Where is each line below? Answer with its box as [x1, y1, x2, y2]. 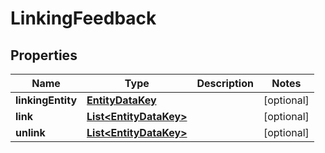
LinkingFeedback [10, 7, 157, 30]
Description [196, 77, 254, 90]
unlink [15, 126, 46, 139]
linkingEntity [15, 93, 78, 107]
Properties [10, 47, 78, 64]
